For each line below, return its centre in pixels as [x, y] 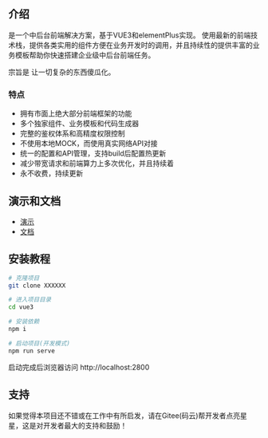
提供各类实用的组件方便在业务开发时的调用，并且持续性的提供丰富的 [141, 45]
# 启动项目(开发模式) [39, 343]
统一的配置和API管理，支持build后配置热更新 [93, 153]
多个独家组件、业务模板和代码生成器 [79, 124]
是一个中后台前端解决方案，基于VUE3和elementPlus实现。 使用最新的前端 [130, 35]
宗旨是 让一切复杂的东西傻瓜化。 [62, 72]
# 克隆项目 [24, 278]
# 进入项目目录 [30, 300]
